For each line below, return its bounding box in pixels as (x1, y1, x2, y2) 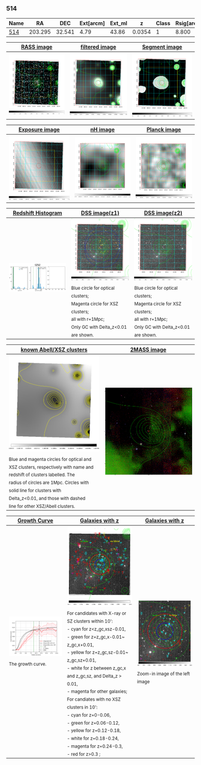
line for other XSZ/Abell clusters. (8, 503, 75, 509)
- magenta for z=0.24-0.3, (66, 743, 123, 749)
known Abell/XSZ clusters (20, 346, 88, 353)
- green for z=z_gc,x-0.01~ (66, 634, 125, 640)
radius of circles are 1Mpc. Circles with (8, 480, 89, 486)
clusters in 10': (66, 704, 98, 710)
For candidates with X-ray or (66, 611, 127, 617)
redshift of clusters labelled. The (8, 472, 75, 478)
